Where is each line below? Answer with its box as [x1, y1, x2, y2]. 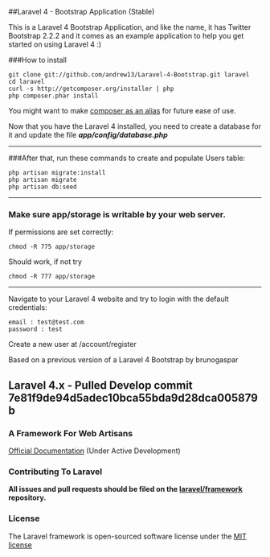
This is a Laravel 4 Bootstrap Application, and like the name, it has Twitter [8, 23, 252, 31]
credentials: [8, 303, 47, 312]
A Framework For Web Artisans [8, 427, 133, 439]
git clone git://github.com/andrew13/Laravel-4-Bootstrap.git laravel [8, 71, 250, 79]
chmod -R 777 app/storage [8, 273, 95, 281]
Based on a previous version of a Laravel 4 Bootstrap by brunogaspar [8, 355, 239, 365]
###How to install [8, 56, 67, 64]
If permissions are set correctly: [8, 227, 114, 237]
